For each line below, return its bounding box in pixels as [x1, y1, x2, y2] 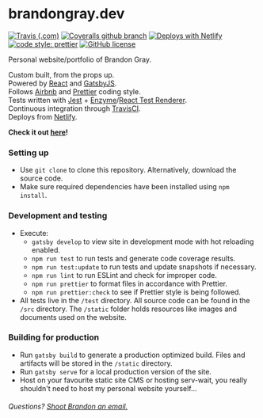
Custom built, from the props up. [8, 70, 115, 79]
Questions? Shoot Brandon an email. [8, 401, 128, 412]
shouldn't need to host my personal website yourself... [19, 383, 197, 393]
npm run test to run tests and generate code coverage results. [31, 253, 236, 263]
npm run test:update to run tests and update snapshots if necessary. [31, 262, 257, 272]
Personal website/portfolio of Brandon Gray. [8, 55, 152, 64]
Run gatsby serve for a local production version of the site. [19, 367, 212, 376]
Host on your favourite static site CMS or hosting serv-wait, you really [19, 375, 248, 385]
